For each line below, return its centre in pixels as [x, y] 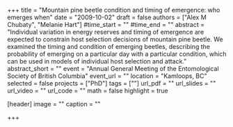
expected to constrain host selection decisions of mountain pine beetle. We [115, 39]
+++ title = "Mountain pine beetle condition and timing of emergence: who [114, 10]
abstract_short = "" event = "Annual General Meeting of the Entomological [113, 69]
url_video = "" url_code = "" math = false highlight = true [88, 90]
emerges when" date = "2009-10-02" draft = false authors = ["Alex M [107, 17]
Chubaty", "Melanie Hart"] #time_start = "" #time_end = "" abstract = [106, 25]
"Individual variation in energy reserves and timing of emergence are [106, 32]
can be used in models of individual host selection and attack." [97, 61]
